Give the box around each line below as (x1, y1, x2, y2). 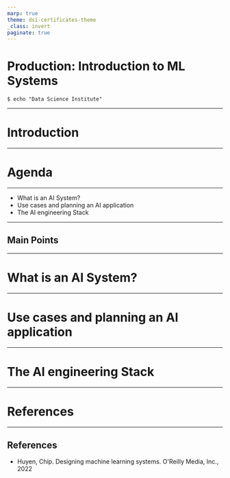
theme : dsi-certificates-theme (7, 16, 97, 23)
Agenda (7, 165, 53, 180)
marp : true (7, 10, 38, 17)
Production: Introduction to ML (7, 59, 186, 74)
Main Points (7, 234, 59, 247)
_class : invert (7, 23, 51, 29)
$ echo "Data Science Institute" (7, 96, 103, 103)
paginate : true (7, 29, 51, 36)
